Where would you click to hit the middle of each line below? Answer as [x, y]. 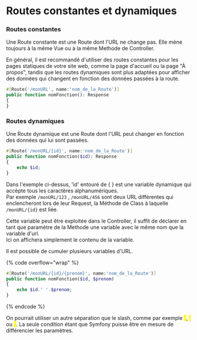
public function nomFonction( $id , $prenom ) [60, 279]
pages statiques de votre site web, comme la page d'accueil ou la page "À [96, 66]
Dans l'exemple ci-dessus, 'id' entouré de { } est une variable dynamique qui [99, 184]
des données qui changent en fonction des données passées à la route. [93, 79]
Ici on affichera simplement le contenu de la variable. [70, 240]
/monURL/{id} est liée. [32, 209]
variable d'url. [23, 233]
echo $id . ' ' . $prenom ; [44, 290]
